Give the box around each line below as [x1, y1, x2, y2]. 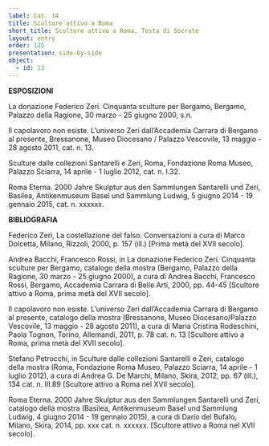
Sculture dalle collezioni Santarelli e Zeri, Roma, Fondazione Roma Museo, [8, 158, 254, 168]
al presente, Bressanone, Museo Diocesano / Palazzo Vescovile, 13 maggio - [8, 134, 262, 144]
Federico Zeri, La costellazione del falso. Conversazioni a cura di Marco [8, 230, 246, 240]
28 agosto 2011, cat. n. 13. [8, 142, 94, 152]
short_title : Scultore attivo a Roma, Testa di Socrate [8, 26, 199, 34]
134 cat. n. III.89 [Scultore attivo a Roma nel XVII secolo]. [8, 379, 196, 389]
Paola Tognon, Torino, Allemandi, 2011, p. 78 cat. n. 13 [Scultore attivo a [8, 330, 245, 339]
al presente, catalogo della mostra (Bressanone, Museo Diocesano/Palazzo [8, 312, 257, 322]
